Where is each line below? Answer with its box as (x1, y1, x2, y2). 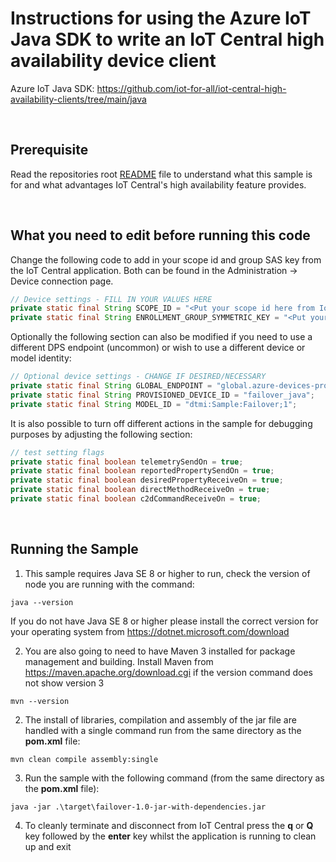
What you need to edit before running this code (10, 227, 311, 244)
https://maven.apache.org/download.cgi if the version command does (24, 666, 313, 678)
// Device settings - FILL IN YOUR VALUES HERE (10, 294, 213, 304)
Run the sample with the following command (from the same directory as (24, 772, 325, 784)
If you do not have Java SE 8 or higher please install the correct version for (10, 615, 319, 627)
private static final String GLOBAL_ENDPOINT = (10, 381, 213, 391)
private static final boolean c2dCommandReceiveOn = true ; (10, 494, 262, 504)
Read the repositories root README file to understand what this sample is (10, 168, 313, 180)
